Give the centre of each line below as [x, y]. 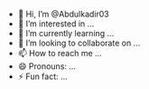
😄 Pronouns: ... [47, 66]
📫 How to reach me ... [60, 53]
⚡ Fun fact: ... [42, 76]
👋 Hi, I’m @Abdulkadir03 [64, 14]
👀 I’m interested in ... [56, 24]
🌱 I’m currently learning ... [66, 33]
